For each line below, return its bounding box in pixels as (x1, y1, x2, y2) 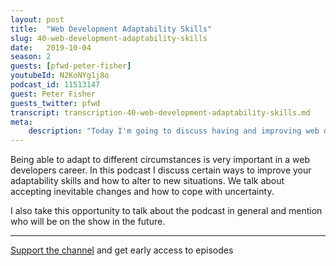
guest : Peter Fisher (10, 89, 97, 99)
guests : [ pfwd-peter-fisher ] (10, 61, 132, 71)
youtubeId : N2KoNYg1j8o (10, 71, 110, 81)
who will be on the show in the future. (10, 216, 166, 228)
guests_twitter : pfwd (10, 98, 101, 108)
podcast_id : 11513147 (10, 80, 101, 90)
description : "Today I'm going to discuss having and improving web (28, 126, 320, 136)
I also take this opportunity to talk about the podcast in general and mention (10, 205, 323, 217)
